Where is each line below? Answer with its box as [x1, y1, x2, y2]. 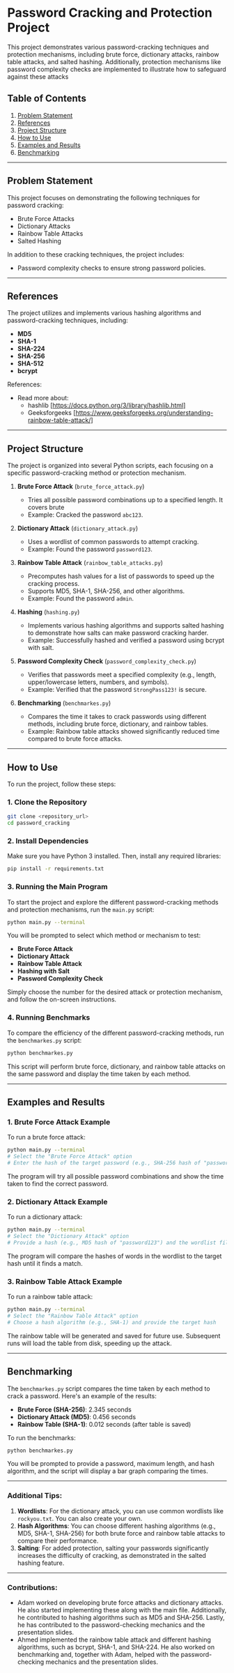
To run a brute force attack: [7, 1133, 86, 1142]
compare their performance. [17, 1536, 99, 1545]
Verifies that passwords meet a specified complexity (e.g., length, [27, 671, 217, 679]
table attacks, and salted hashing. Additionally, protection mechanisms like [7, 57, 221, 66]
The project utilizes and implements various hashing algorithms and [7, 309, 202, 317]
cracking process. [27, 580, 80, 588]
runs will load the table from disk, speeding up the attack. [7, 1339, 172, 1347]
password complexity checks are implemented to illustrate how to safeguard [7, 65, 226, 73]
